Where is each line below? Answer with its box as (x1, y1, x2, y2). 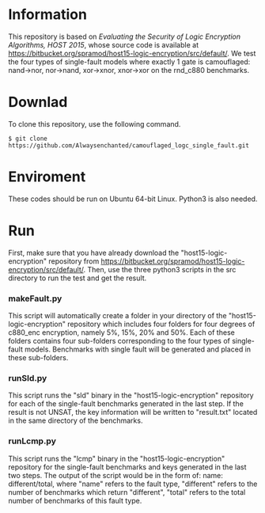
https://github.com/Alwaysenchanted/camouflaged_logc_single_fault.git (8, 141, 249, 150)
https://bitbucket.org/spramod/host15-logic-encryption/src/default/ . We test (8, 48, 256, 58)
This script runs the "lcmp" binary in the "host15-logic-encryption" (8, 454, 225, 463)
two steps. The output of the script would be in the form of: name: (8, 470, 224, 480)
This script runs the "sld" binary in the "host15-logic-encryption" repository (8, 390, 255, 401)
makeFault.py (8, 293, 62, 304)
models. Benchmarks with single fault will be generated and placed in (25, 344, 252, 354)
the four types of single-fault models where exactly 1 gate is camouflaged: (8, 57, 251, 66)
